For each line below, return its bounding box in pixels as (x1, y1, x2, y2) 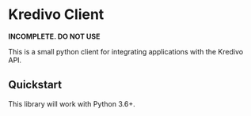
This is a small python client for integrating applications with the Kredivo (8, 47, 244, 56)
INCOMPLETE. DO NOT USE (8, 32, 101, 41)
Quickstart (8, 78, 63, 92)
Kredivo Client (8, 6, 105, 24)
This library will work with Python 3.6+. (8, 99, 136, 108)
